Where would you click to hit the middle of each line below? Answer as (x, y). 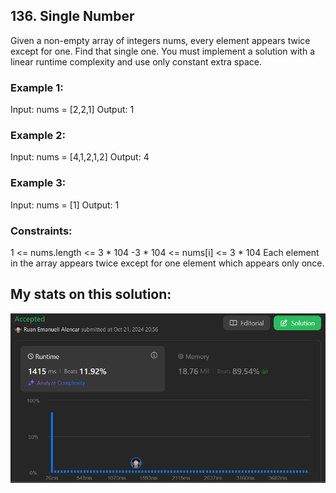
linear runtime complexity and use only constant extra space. (136, 61)
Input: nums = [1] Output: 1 (65, 205)
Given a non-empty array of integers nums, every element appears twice (160, 40)
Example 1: (37, 87)
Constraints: (41, 231)
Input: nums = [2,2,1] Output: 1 (72, 110)
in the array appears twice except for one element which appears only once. (167, 263)
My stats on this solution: (91, 294)
